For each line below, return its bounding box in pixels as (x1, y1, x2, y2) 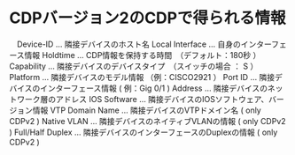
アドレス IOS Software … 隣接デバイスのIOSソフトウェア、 (55, 93, 269, 104)
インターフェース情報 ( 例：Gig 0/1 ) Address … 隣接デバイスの (39, 83, 268, 93)
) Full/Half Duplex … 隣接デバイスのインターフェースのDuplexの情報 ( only (9, 127, 278, 137)
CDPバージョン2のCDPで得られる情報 (9, 8, 286, 28)
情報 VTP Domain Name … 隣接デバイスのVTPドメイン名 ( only (32, 105, 261, 115)
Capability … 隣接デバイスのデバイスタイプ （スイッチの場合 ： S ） (9, 61, 259, 71)
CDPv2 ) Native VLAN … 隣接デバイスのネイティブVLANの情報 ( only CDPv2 (9, 115, 286, 126)
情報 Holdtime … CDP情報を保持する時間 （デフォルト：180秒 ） (24, 49, 261, 60)
